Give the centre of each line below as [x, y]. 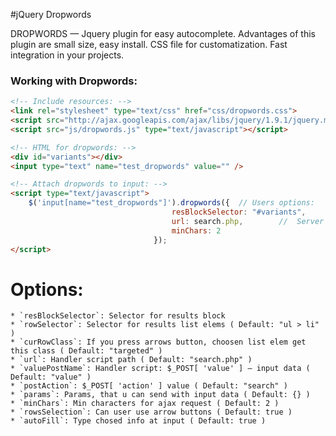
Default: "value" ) [51, 377]
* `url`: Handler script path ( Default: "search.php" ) [131, 360]
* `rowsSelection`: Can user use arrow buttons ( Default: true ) [151, 412]
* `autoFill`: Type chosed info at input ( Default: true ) [138, 421]
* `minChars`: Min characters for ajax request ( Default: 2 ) [145, 404]
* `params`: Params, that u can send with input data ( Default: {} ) [160, 395]
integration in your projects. [67, 55]
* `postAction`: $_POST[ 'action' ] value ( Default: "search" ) [149, 386]
